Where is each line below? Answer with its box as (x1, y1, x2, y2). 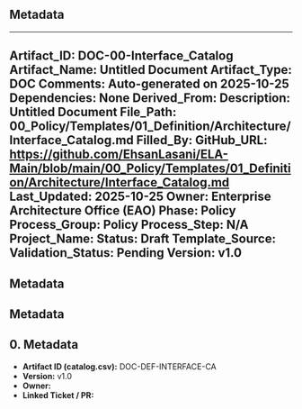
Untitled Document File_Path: (9, 105, 177, 120)
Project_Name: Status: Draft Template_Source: (9, 232, 277, 247)
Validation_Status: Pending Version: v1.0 (9, 245, 243, 260)
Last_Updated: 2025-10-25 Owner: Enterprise (9, 189, 271, 204)
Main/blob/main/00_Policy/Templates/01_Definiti (9, 161, 291, 177)
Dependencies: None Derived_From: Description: (9, 90, 290, 106)
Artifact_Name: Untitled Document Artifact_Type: (9, 62, 292, 77)
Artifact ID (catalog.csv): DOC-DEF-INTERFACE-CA (22, 360, 218, 372)
